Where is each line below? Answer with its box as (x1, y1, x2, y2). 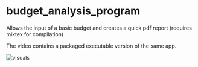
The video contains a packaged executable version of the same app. (6, 42, 177, 49)
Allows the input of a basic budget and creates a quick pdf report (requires (6, 24, 192, 31)
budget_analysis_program (6, 4, 141, 18)
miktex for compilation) (6, 30, 64, 37)
